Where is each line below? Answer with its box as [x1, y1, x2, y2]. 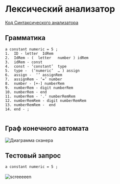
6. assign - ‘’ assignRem [5, 72, 63, 77]
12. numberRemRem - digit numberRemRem [5, 98, 87, 103]
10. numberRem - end [5, 90, 48, 94]
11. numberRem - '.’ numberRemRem [5, 94, 76, 99]
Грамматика [5, 34, 46, 42]
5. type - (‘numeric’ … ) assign [5, 68, 80, 73]
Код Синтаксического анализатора [5, 20, 78, 25]
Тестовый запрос [5, 151, 61, 160]
